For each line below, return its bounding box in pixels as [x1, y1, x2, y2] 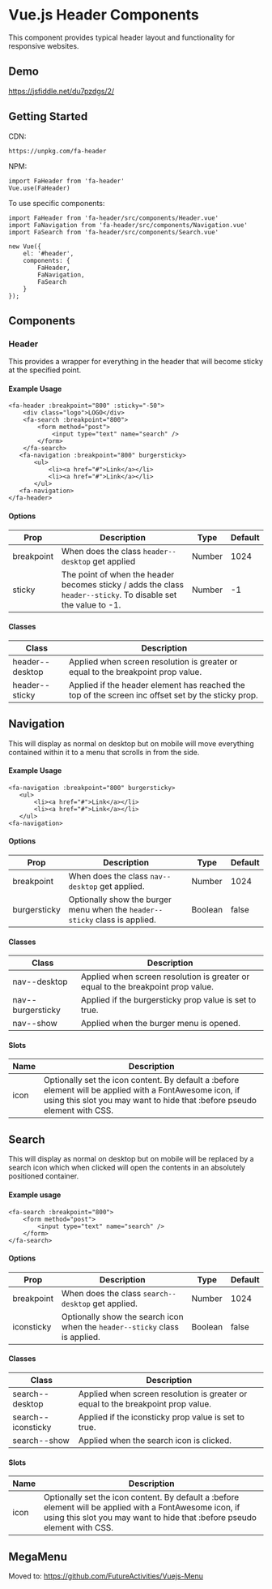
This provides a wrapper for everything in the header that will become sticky [8, 357, 263, 367]
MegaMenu [8, 1549, 67, 1563]
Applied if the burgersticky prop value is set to [80, 994, 257, 1006]
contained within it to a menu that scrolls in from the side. [8, 747, 200, 757]
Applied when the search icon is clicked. [78, 1434, 232, 1445]
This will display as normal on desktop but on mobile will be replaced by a [8, 1154, 254, 1164]
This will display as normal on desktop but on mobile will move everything [8, 738, 254, 748]
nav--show [12, 1018, 58, 1029]
